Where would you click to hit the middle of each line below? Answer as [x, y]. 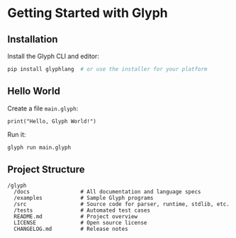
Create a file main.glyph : [43, 108]
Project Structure [46, 169]
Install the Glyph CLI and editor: [53, 56]
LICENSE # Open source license [80, 223]
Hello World [34, 91]
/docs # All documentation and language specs [107, 192]
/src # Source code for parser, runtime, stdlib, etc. [122, 204]
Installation [33, 39]
